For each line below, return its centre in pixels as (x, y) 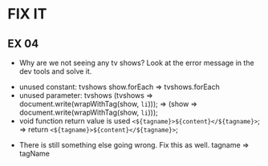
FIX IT (27, 14)
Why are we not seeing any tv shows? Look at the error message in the (136, 63)
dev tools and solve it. (55, 71)
